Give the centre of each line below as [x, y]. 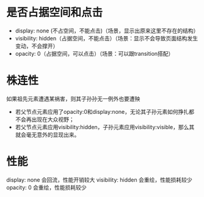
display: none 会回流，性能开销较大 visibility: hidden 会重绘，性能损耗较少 [99, 180]
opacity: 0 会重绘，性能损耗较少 [46, 187]
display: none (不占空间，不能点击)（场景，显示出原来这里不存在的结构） [107, 31]
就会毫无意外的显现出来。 [47, 135]
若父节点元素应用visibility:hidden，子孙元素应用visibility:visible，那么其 [105, 127]
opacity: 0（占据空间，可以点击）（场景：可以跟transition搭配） [94, 53]
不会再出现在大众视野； [45, 119]
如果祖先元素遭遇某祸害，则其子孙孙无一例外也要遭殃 [73, 98]
